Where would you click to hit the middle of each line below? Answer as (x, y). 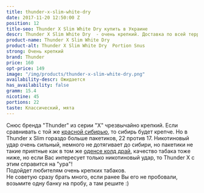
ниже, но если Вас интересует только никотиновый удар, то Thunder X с (100, 157)
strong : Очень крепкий (35, 52)
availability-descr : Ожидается (46, 80)
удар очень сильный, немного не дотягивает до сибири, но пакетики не (100, 144)
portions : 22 (23, 102)
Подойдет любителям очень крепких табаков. (66, 170)
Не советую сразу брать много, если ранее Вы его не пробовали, (92, 177)
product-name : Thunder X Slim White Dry (58, 40)
